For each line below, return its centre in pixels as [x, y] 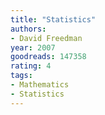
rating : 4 [31, 66]
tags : [21, 76]
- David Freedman [46, 38]
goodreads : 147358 [48, 57]
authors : [28, 29]
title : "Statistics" [53, 19]
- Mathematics [40, 85]
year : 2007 [33, 47]
